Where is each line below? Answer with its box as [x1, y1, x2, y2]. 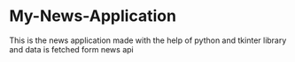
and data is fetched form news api [9, 44, 135, 54]
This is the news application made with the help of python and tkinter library [9, 35, 287, 45]
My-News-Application [9, 6, 177, 26]
